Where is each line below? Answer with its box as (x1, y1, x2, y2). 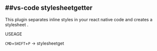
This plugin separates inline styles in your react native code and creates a (5, 16, 153, 22)
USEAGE (5, 31, 22, 37)
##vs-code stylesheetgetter (5, 4, 93, 12)
